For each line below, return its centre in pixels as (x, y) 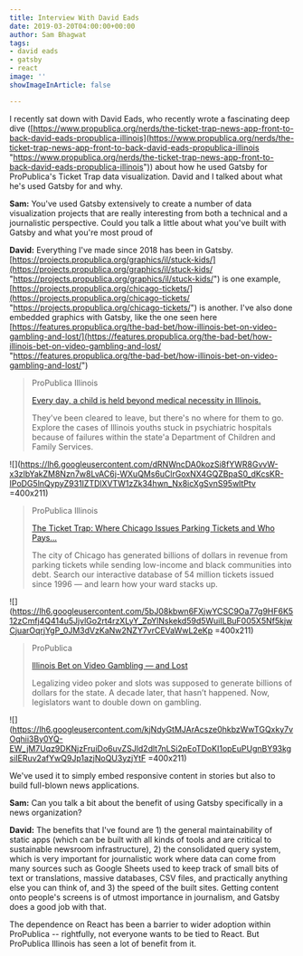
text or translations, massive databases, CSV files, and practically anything (148, 877)
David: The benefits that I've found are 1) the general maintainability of (141, 829)
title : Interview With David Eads (75, 18)
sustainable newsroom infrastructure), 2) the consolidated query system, (145, 849)
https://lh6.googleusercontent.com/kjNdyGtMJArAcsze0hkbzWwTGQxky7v (153, 729)
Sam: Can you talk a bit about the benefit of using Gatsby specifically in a (146, 802)
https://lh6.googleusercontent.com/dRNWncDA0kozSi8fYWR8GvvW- (149, 464)
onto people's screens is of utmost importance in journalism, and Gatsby (145, 897)
